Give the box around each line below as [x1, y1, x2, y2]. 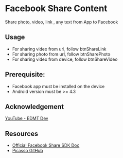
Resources [5, 129, 38, 138]
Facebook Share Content [5, 3, 107, 14]
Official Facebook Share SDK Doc [12, 142, 80, 148]
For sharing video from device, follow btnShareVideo [12, 56, 118, 62]
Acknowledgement [5, 103, 64, 111]
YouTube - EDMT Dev [5, 115, 49, 122]
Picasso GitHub [12, 148, 43, 154]
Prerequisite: [5, 70, 45, 79]
